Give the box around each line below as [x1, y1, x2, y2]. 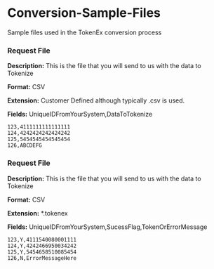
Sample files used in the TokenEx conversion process [7, 28, 162, 37]
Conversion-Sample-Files [7, 5, 161, 21]
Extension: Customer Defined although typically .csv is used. [7, 96, 185, 105]
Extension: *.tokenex [7, 209, 68, 217]
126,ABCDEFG [7, 142, 42, 149]
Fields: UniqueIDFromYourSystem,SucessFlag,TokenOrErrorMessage [7, 223, 208, 231]
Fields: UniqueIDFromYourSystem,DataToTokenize [7, 110, 153, 119]
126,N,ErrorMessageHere [7, 254, 77, 261]
